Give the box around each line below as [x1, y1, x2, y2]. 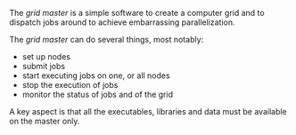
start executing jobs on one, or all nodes [21, 70, 171, 81]
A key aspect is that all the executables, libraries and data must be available [9, 107, 287, 116]
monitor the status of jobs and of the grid [21, 89, 174, 99]
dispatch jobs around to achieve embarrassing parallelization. [9, 17, 235, 28]
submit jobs [21, 61, 65, 71]
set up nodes [21, 52, 71, 61]
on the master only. [9, 115, 80, 126]
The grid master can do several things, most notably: [9, 35, 204, 44]
